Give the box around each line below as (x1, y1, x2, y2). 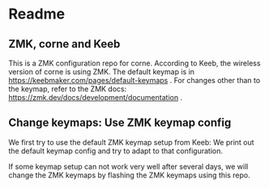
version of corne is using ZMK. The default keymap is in (8, 67, 195, 77)
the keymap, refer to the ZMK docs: (8, 84, 127, 94)
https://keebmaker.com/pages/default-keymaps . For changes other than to (8, 76, 261, 85)
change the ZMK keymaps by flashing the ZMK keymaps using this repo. (8, 170, 250, 180)
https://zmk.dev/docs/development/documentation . (8, 93, 183, 102)
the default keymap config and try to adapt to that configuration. (8, 146, 224, 156)
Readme (8, 5, 66, 23)
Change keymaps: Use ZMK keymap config (8, 116, 232, 130)
